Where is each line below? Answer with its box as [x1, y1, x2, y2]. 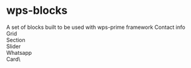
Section [6, 36, 25, 43]
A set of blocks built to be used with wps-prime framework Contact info [6, 23, 186, 31]
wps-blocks [6, 4, 68, 17]
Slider [6, 43, 21, 50]
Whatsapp [6, 49, 32, 56]
